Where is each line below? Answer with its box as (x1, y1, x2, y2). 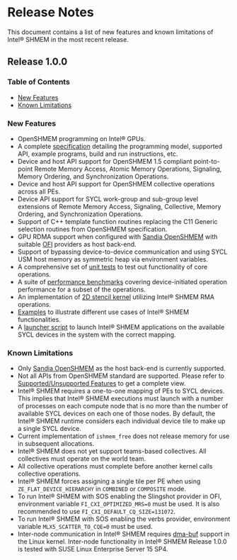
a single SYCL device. (17, 425, 81, 433)
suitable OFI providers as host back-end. (17, 240, 137, 248)
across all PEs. (17, 187, 61, 196)
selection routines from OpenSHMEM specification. (17, 225, 168, 233)
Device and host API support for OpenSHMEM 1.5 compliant (17, 157, 192, 165)
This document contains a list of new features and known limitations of (7, 28, 214, 36)
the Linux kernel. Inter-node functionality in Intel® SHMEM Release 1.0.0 (17, 537, 228, 546)
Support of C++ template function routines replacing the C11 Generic (17, 217, 218, 225)
